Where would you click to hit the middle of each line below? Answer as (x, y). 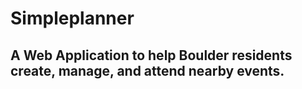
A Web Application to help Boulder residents (151, 55)
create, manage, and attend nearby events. (147, 70)
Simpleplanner (72, 18)
